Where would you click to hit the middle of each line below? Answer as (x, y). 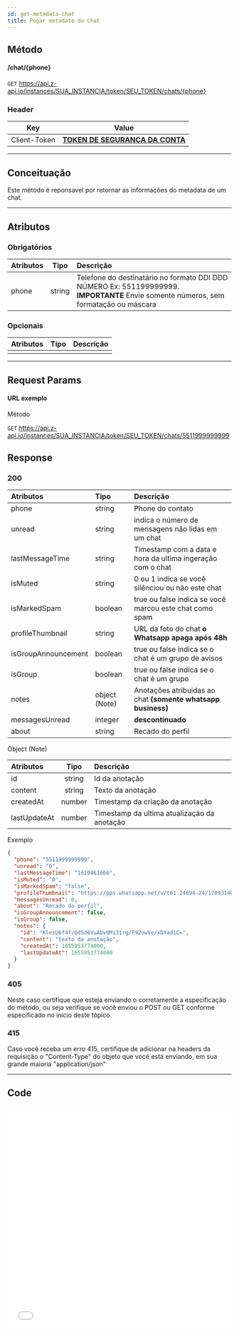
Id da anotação (119, 779)
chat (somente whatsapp (177, 700)
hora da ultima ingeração (176, 558)
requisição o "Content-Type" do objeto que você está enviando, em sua (112, 1056)
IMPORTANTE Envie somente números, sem (150, 295)
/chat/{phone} (29, 68)
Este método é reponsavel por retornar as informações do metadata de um (117, 190)
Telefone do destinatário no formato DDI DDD (152, 277)
